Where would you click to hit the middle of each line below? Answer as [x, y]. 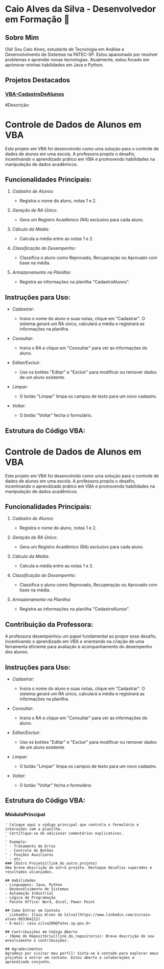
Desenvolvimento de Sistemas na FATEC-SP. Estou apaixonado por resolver [82, 54]
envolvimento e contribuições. [37, 940]
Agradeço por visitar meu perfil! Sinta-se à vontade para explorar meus [82, 953]
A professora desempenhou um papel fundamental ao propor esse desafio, [81, 636]
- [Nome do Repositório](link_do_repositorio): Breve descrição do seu [80, 936]
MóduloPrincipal [25, 815]
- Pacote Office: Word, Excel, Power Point [50, 902]
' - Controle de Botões [29, 851]
